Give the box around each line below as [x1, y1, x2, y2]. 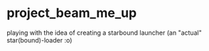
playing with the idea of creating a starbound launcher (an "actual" [6, 28, 202, 37]
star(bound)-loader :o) [6, 35, 73, 44]
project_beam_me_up [6, 5, 137, 21]
